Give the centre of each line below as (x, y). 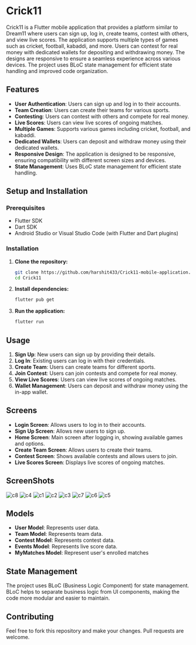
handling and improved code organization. (57, 71)
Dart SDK (26, 227)
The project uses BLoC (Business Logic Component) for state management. (98, 585)
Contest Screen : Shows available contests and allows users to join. (96, 456)
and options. (30, 443)
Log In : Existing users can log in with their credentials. (80, 361)
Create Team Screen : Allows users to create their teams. (83, 450)
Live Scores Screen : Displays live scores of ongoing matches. (90, 462)
